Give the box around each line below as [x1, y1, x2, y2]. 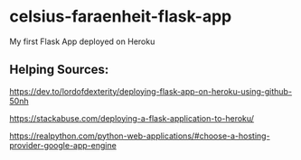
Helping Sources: [9, 62, 109, 77]
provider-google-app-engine [9, 139, 118, 150]
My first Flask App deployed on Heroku [9, 36, 155, 47]
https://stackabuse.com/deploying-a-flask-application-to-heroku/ [9, 112, 255, 123]
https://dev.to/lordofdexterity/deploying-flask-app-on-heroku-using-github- [9, 85, 292, 96]
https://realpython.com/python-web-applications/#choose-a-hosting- [9, 130, 270, 141]
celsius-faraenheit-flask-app [9, 6, 232, 27]
